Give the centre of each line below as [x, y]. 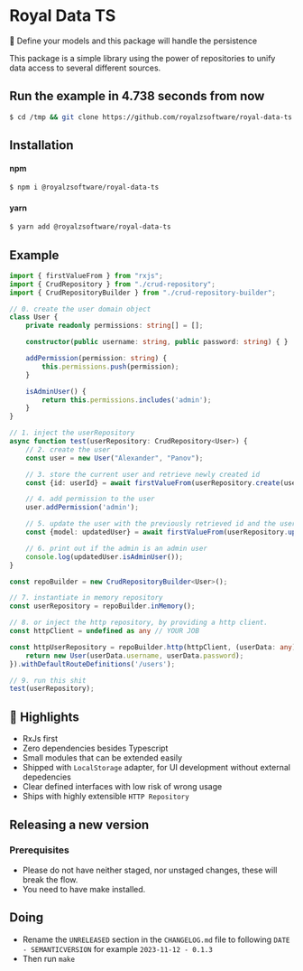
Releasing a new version [79, 824]
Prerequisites [39, 850]
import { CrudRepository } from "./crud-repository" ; [113, 284]
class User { [34, 317]
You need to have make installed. [84, 889]
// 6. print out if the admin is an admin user [116, 548]
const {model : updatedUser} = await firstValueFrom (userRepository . [157, 532]
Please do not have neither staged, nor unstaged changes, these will [150, 870]
